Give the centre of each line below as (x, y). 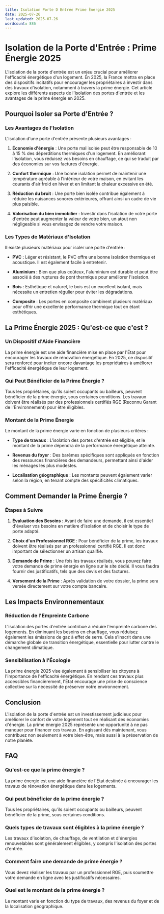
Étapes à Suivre (24, 510)
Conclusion (23, 702)
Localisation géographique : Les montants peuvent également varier (82, 475)
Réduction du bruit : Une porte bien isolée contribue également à (78, 193)
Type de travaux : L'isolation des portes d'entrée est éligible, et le (79, 440)
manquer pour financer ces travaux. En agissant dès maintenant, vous (76, 730)
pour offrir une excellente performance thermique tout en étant (76, 307)
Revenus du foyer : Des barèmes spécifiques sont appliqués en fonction (86, 455)
